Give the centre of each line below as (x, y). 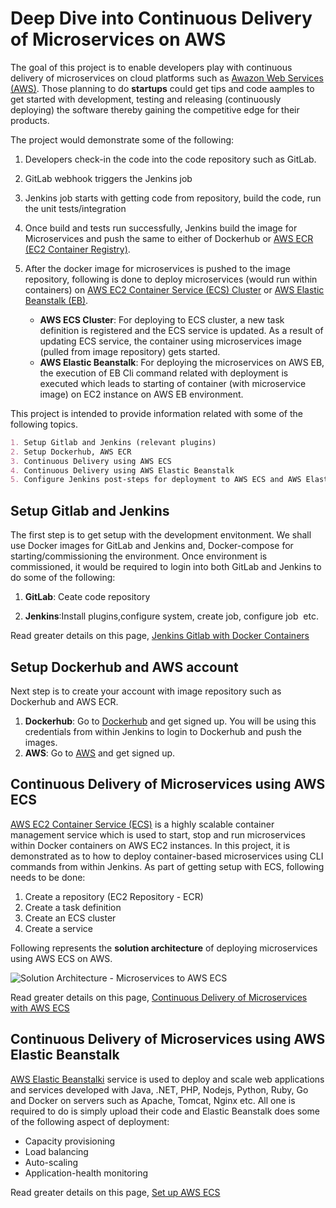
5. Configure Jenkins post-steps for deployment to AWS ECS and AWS (156, 480)
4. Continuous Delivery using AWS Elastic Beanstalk (122, 470)
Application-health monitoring (86, 1173)
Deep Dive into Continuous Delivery (161, 18)
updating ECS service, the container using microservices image (170, 341)
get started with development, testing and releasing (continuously (146, 99)
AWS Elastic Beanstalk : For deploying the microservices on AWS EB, (182, 362)
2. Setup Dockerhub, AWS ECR (71, 452)
